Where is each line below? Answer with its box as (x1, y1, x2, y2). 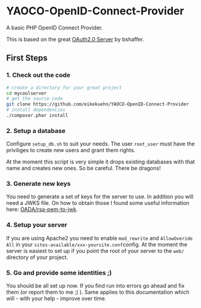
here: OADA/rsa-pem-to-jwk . (6, 206, 78, 213)
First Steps (6, 53, 48, 64)
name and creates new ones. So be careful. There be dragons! (6, 165, 161, 172)
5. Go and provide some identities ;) (6, 268, 112, 277)
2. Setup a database (6, 126, 66, 135)
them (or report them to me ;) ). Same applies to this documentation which (6, 289, 190, 296)
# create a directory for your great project (6, 84, 122, 90)
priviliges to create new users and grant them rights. (6, 147, 136, 154)
